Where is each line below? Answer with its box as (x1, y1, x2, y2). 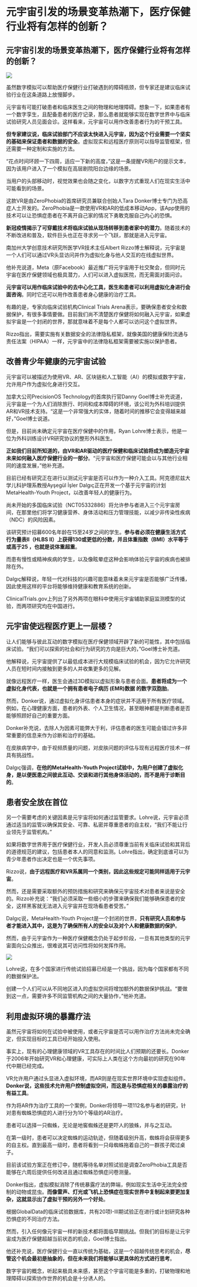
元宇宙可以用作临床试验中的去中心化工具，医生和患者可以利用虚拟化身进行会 (6, 284, 191, 291)
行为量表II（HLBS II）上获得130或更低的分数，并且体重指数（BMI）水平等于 (6, 535, 189, 542)
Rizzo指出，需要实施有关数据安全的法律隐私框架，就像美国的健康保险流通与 (6, 330, 189, 337)
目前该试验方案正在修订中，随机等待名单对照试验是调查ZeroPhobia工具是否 (6, 1161, 188, 1169)
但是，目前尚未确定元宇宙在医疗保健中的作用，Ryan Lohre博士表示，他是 (6, 427, 182, 434)
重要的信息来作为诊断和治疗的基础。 (11, 732, 98, 739)
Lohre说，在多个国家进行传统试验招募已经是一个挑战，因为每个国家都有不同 (6, 965, 189, 972)
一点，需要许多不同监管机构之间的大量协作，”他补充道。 (16, 992, 150, 999)
